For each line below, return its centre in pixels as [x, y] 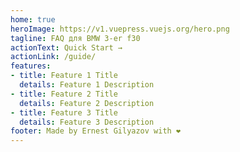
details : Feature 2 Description [87, 103]
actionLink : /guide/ [53, 57]
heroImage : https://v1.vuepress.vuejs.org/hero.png [120, 29]
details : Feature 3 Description [87, 122]
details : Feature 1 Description [87, 85]
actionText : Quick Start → [66, 47]
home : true [33, 19]
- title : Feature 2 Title [64, 94]
